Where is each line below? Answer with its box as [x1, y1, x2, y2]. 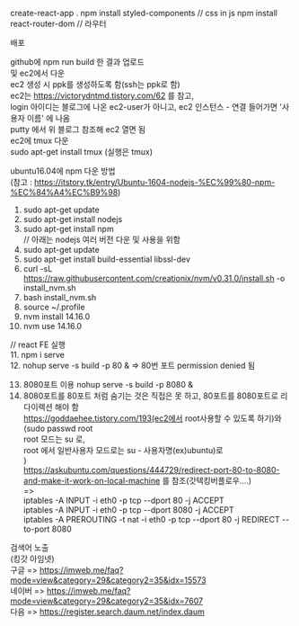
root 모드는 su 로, [22, 434, 86, 444]
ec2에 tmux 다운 [10, 135, 69, 146]
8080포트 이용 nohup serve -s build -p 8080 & [22, 380, 194, 389]
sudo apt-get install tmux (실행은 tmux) [10, 147, 154, 156]
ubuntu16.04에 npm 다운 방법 [10, 165, 116, 176]
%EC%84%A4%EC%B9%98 [10, 187, 119, 197]
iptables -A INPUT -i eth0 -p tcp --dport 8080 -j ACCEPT [22, 505, 234, 515]
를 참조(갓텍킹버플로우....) [162, 476, 252, 486]
